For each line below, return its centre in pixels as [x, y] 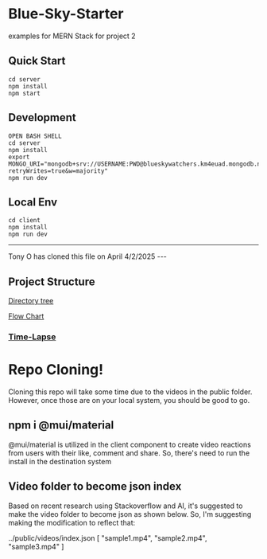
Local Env [33, 202]
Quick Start [37, 61]
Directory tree [31, 301]
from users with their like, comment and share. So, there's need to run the [129, 453]
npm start [25, 93]
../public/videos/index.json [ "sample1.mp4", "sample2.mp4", [108, 537]
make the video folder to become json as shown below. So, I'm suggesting [130, 514]
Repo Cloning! [56, 370]
